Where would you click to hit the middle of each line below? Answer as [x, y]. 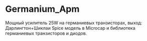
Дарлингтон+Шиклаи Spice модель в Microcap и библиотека [70, 28]
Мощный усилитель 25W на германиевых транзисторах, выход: [74, 23]
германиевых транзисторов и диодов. [46, 33]
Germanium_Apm [42, 9]
